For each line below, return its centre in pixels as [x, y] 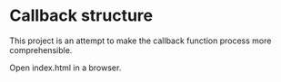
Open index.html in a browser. [65, 68]
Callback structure [81, 16]
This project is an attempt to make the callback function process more [140, 41]
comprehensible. [41, 50]
